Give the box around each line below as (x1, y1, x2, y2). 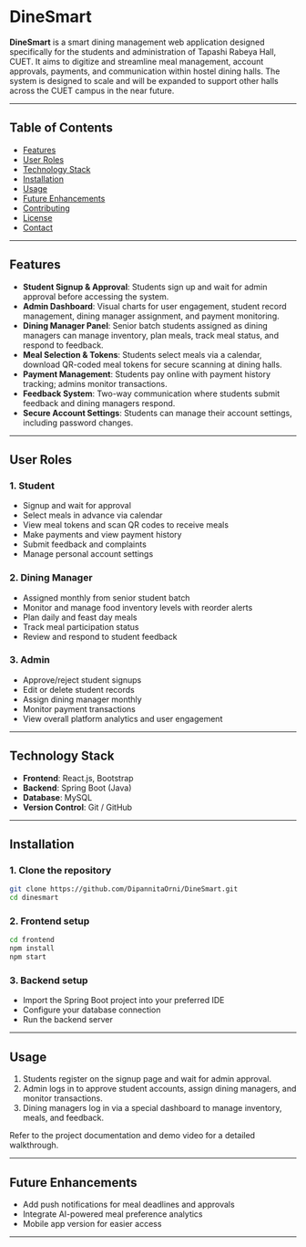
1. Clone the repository (9, 864, 112, 876)
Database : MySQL (22, 791, 93, 802)
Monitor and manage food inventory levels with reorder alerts (22, 602, 253, 613)
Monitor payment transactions (22, 703, 137, 714)
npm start (9, 952, 47, 962)
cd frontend (9, 936, 55, 945)
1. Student (9, 479, 56, 492)
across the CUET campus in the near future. (9, 85, 175, 96)
